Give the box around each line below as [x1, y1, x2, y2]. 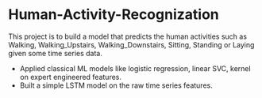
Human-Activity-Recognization [8, 6, 220, 24]
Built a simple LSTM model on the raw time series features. [19, 81, 213, 90]
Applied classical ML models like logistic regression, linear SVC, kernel [19, 63, 252, 73]
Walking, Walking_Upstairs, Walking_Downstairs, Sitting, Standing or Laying [8, 40, 255, 49]
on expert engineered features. [19, 72, 121, 81]
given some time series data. [8, 48, 103, 58]
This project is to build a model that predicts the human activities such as [8, 32, 248, 41]
